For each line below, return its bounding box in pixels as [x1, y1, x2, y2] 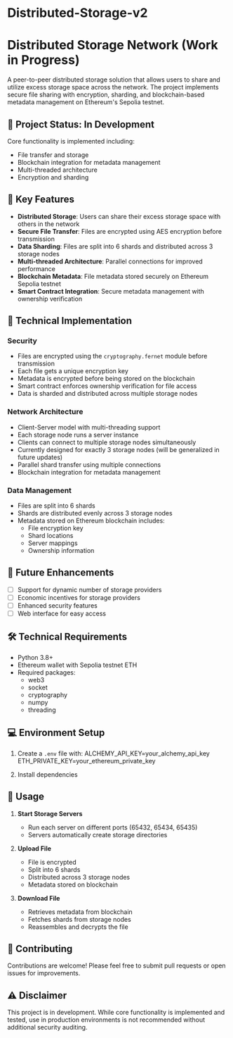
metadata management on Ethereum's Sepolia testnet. [7, 98, 165, 106]
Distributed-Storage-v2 [7, 5, 149, 21]
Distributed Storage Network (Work [7, 37, 219, 54]
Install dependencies [17, 770, 79, 779]
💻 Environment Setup [7, 727, 105, 739]
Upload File [17, 844, 51, 853]
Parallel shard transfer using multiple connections [17, 460, 161, 469]
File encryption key [27, 524, 84, 532]
